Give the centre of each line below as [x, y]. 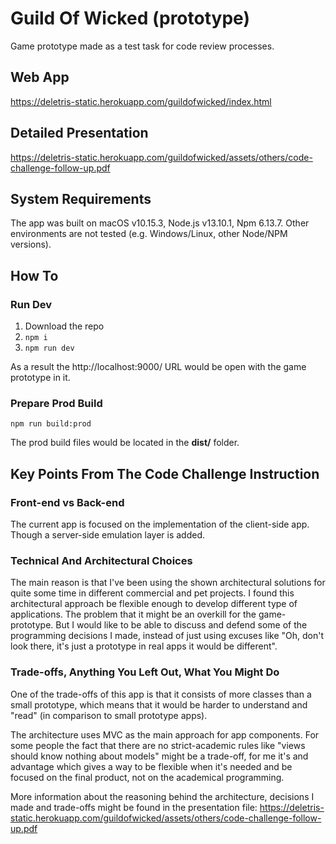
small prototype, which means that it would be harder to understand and [159, 704]
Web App [40, 77]
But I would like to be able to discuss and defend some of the [181, 625]
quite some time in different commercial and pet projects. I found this [152, 593]
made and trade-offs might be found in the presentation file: [134, 807]
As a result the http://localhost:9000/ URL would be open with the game [158, 367]
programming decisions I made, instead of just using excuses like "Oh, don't [167, 636]
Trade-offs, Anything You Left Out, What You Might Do [145, 672]
